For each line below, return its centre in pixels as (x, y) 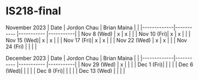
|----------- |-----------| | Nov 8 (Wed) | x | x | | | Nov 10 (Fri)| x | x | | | (103, 33)
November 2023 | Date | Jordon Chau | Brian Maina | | (72, 27)
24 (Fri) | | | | (21, 47)
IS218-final (33, 11)
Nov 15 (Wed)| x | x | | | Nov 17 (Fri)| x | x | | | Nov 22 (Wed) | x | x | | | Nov (96, 40)
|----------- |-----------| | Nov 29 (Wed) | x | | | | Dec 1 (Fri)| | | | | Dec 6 (105, 64)
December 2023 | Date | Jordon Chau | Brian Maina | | (72, 58)
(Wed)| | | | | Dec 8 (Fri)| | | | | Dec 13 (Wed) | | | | (65, 70)
